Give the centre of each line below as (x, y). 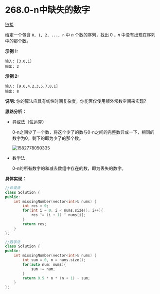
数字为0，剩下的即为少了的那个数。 (48, 138)
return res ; (35, 224)
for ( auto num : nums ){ (44, 264)
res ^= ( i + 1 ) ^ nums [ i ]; (58, 215)
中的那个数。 (18, 41)
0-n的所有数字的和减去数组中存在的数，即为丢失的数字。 (69, 168)
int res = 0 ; (36, 206)
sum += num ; (43, 269)
